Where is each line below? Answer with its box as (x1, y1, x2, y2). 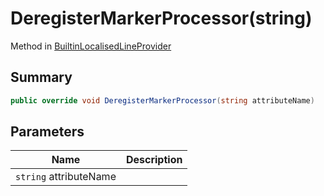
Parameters (10, 123, 85, 141)
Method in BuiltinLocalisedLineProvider (10, 40, 172, 52)
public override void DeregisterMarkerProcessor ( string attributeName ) (10, 95, 315, 106)
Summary (10, 69, 73, 86)
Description (125, 153, 183, 167)
